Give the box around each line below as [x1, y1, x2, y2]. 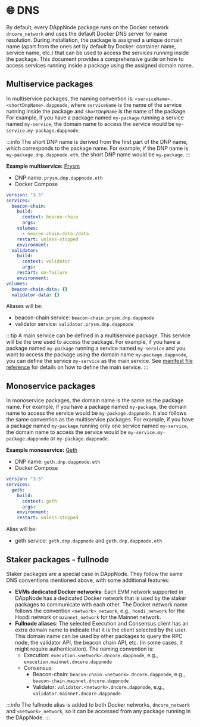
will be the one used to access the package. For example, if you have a [6, 338, 180, 346]
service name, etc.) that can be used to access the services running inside [6, 49, 189, 56]
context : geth [21, 498, 58, 504]
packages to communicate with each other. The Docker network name [14, 601, 188, 608]
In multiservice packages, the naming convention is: [6, 95, 134, 102]
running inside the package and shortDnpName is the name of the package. [6, 107, 187, 115]
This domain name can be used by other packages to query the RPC [14, 633, 183, 639]
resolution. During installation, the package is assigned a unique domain [6, 36, 183, 44]
